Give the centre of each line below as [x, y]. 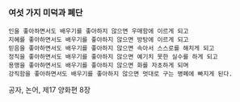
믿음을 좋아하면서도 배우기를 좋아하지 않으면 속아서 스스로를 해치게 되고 [112, 49]
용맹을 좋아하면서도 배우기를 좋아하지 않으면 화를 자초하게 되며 [99, 66]
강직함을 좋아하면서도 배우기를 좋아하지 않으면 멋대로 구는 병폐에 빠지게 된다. [120, 74]
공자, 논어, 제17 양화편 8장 [50, 90]
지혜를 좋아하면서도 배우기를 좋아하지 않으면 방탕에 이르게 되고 [99, 40]
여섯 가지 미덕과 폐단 [46, 12]
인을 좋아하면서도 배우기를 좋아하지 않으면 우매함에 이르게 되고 [99, 31]
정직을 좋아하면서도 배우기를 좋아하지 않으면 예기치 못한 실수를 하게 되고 [113, 57]
